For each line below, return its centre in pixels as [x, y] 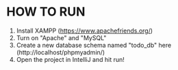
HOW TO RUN [46, 12]
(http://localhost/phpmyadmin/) [61, 52]
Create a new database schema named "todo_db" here [94, 45]
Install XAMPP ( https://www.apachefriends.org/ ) [85, 31]
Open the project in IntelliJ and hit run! [70, 59]
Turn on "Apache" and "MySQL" [61, 37]
